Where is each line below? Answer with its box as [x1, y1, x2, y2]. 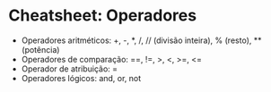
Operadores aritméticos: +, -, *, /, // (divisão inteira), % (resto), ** [21, 35, 262, 46]
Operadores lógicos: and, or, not [21, 72, 142, 83]
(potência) [21, 44, 60, 54]
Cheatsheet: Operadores [8, 5, 197, 26]
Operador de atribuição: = [21, 63, 118, 74]
